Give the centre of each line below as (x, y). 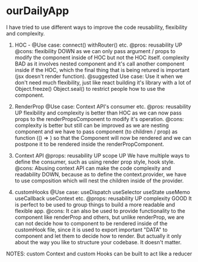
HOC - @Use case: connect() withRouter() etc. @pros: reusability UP (98, 45)
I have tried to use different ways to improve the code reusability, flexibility (97, 27)
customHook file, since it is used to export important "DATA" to (91, 230)
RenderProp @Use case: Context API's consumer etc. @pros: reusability (103, 106)
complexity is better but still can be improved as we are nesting (92, 125)
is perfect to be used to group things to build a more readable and (95, 204)
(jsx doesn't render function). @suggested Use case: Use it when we (99, 76)
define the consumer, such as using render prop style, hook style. (95, 162)
